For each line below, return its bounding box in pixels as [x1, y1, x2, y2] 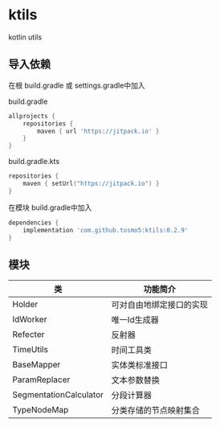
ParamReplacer [12, 374, 71, 385]
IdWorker [12, 314, 47, 325]
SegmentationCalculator [12, 389, 104, 400]
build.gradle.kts [8, 157, 60, 166]
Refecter [12, 329, 45, 340]
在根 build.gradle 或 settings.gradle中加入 [8, 80, 146, 90]
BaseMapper [12, 359, 61, 371]
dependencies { [8, 219, 59, 227]
